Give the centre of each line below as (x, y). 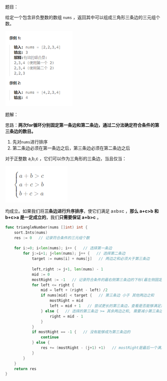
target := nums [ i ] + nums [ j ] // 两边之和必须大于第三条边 (91, 259)
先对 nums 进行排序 (30, 142)
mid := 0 (41, 274)
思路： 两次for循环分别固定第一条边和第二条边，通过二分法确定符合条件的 (80, 125)
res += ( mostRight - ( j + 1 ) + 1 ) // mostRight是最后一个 (99, 348)
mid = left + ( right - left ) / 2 (74, 290)
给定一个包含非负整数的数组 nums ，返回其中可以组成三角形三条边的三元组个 (83, 17)
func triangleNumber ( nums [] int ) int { (46, 227)
